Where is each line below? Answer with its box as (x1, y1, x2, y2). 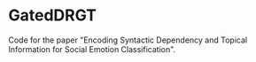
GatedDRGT (8, 5, 97, 26)
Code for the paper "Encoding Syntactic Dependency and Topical (8, 35, 248, 45)
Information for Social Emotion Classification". (8, 43, 176, 54)
